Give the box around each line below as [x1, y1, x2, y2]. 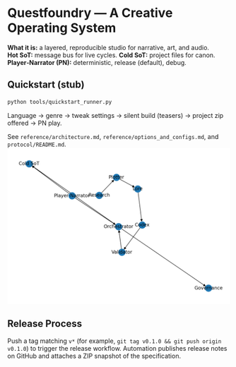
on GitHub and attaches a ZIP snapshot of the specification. [7, 351, 182, 360]
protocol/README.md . [7, 140, 66, 148]
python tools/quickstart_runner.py [7, 98, 112, 105]
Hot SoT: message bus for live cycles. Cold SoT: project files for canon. [7, 51, 216, 59]
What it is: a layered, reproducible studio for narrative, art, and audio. [7, 43, 210, 52]
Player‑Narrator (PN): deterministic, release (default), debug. [7, 58, 187, 66]
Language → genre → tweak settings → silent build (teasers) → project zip [7, 111, 224, 119]
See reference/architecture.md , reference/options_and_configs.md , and [7, 132, 219, 140]
